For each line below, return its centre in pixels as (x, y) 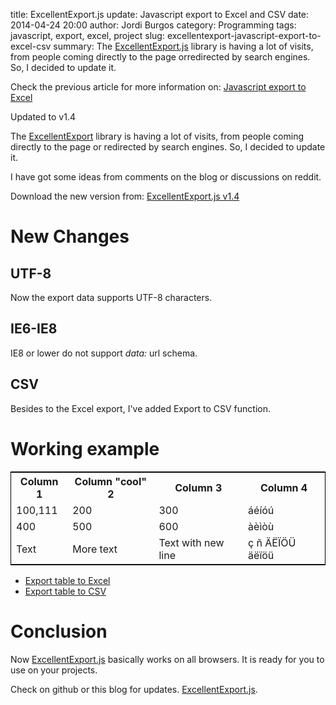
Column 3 (198, 487)
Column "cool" (111, 481)
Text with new (191, 542)
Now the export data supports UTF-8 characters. (111, 297)
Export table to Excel (67, 580)
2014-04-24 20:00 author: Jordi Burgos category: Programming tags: (153, 25)
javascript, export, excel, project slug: (87, 35)
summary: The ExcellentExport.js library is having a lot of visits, (183, 46)
